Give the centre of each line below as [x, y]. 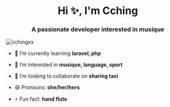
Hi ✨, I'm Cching [98, 11]
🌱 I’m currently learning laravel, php [58, 53]
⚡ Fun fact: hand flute [41, 99]
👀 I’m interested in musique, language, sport [68, 65]
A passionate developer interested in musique [98, 29]
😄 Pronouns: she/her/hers [47, 87]
